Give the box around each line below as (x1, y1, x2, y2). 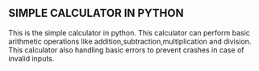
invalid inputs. (8, 53, 55, 63)
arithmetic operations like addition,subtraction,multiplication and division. (8, 36, 252, 46)
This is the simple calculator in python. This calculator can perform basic (8, 27, 250, 37)
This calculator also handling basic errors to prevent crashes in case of (8, 44, 244, 55)
